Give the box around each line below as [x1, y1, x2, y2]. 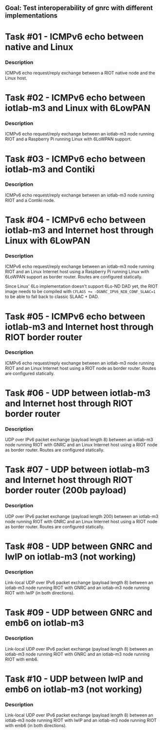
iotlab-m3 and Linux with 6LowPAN [5, 102, 151, 114]
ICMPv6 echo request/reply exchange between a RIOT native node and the [5, 70, 156, 76]
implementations [5, 12, 58, 20]
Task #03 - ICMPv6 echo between [5, 153, 146, 164]
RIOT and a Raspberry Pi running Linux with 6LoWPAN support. [5, 136, 132, 142]
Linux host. [5, 75, 28, 81]
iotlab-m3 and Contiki [5, 163, 95, 175]
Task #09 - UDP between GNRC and [5, 607, 152, 618]
